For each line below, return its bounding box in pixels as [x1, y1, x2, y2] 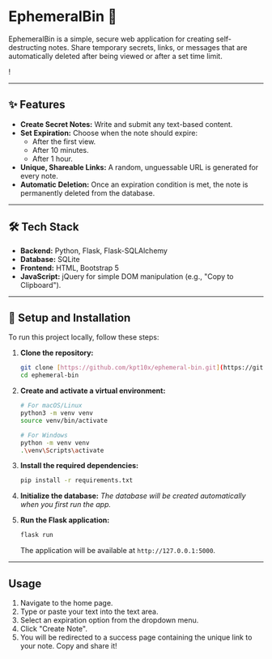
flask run [19, 531, 54, 539]
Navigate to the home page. [19, 598, 113, 607]
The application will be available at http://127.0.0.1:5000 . [19, 546, 216, 556]
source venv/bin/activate [19, 416, 108, 425]
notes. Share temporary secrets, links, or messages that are [48, 42, 248, 52]
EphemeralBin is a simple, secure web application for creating [8, 34, 215, 44]
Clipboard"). [19, 280, 62, 289]
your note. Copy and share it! [19, 640, 117, 650]
